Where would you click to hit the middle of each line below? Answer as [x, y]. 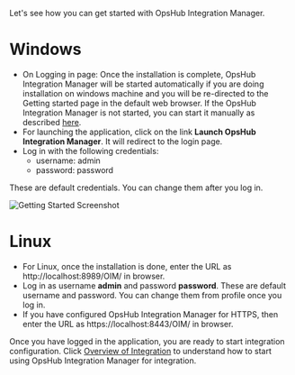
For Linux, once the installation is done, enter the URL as [127, 266]
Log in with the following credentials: [90, 151]
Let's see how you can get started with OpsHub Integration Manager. [137, 13]
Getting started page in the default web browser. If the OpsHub [139, 103]
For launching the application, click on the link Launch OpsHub [139, 132]
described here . [52, 122]
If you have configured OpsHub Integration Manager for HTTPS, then [150, 314]
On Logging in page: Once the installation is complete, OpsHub [139, 74]
